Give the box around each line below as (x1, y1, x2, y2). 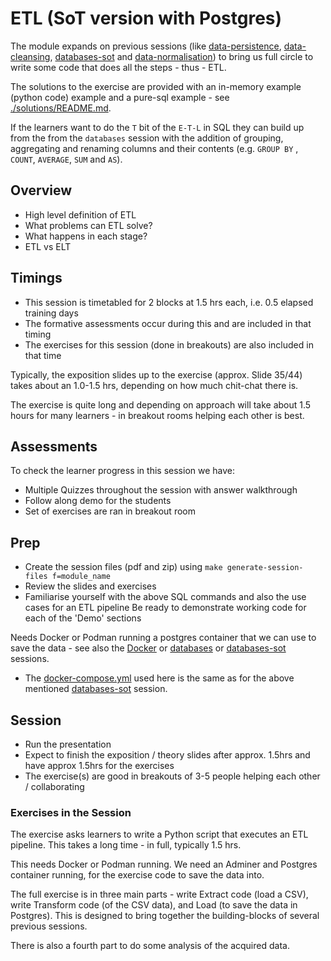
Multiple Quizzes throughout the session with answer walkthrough (24, 484, 298, 496)
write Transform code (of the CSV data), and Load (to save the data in (10, 899, 298, 911)
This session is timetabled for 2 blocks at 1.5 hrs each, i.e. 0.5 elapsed (24, 296, 314, 308)
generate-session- (226, 563, 304, 573)
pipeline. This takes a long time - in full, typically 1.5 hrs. (10, 839, 242, 851)
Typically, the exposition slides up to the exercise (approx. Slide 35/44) (10, 368, 303, 381)
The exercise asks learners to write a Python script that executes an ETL (10, 828, 309, 841)
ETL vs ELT (24, 240, 72, 252)
